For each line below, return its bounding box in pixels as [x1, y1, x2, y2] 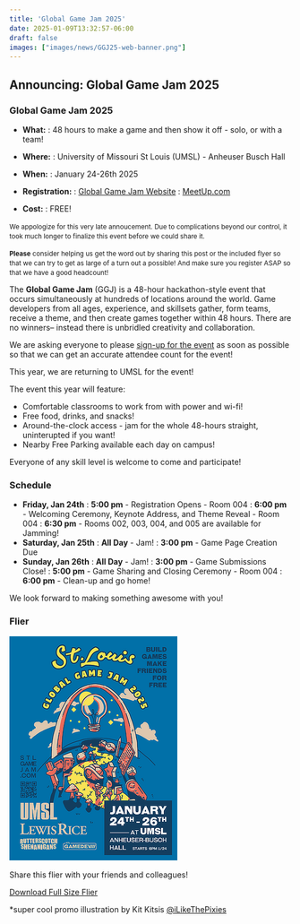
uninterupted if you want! [21, 429, 116, 440]
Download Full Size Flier [9, 886, 99, 897]
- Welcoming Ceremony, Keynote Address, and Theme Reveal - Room [21, 509, 280, 520]
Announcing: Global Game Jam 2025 [9, 77, 219, 92]
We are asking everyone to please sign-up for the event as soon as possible [9, 339, 289, 350]
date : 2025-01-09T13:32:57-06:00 [9, 23, 134, 33]
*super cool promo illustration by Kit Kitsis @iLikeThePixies [9, 903, 227, 914]
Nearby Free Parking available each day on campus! [21, 439, 215, 450]
